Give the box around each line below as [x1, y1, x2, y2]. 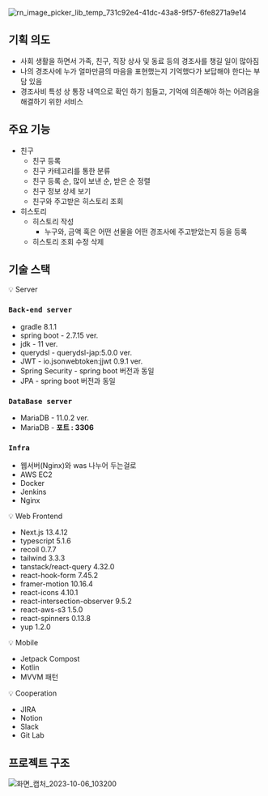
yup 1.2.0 [19, 622, 51, 632]
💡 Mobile [8, 638, 39, 648]
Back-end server [8, 305, 73, 315]
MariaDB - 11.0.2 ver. [19, 413, 89, 423]
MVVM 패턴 [19, 672, 59, 682]
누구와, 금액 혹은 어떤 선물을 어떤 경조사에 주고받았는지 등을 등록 [44, 227, 248, 236]
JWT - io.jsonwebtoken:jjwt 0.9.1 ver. [19, 356, 143, 366]
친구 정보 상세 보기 [32, 186, 91, 196]
